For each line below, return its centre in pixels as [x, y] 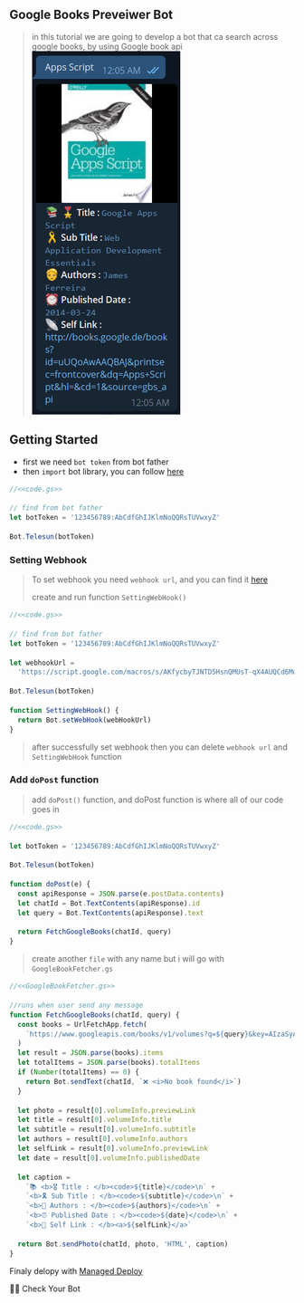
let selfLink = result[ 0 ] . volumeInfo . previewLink [113, 1149]
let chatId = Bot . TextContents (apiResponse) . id [109, 903]
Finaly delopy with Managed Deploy [76, 1270]
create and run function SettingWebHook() [109, 598]
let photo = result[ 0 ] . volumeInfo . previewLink [107, 1110]
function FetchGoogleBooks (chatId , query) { [95, 1015]
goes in [45, 809]
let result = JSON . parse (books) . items [91, 1053]
